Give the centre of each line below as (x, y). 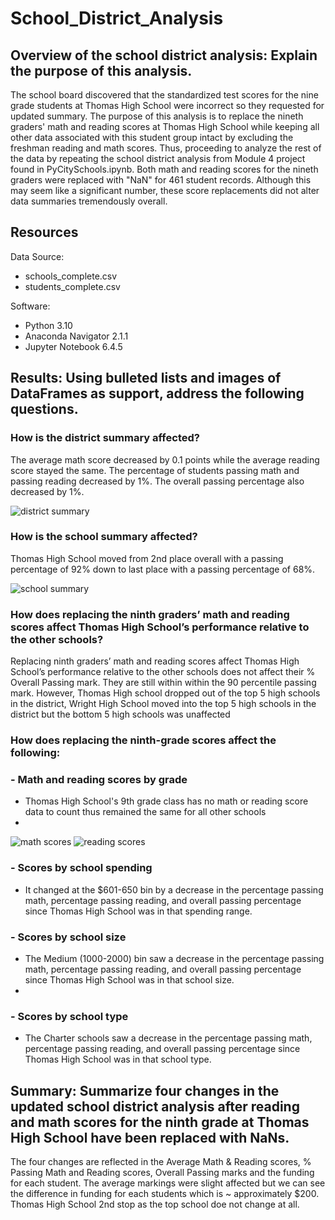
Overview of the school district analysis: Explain (164, 55)
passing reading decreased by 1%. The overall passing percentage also (157, 481)
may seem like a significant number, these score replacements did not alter (165, 190)
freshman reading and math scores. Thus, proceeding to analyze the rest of (166, 148)
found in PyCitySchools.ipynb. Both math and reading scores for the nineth (164, 169)
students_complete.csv (72, 286)
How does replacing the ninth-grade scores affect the (143, 740)
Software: (30, 306)
